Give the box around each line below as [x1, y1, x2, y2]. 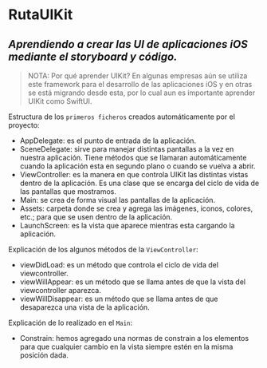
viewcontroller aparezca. [19, 286, 101, 295]
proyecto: [8, 121, 40, 129]
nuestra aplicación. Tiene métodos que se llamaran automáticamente [19, 153, 247, 162]
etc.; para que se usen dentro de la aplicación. [19, 212, 173, 221]
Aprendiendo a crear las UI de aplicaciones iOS [8, 38, 249, 51]
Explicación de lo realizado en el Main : [8, 318, 133, 327]
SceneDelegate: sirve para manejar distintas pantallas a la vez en [19, 144, 234, 153]
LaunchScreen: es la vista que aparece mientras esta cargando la [19, 221, 235, 230]
